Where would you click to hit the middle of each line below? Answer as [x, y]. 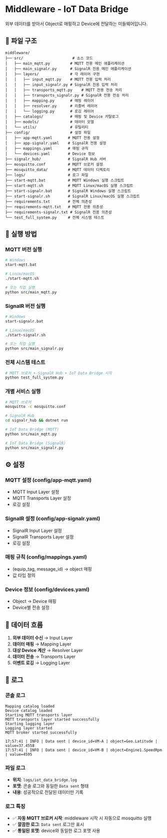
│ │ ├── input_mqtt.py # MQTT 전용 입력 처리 [58, 79]
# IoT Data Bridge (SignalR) [35, 443]
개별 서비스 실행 [23, 391]
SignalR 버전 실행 [25, 306]
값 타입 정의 [24, 575]
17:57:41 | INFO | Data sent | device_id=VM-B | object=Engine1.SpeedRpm [84, 750]
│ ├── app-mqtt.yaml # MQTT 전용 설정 [52, 138]
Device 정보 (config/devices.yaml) [47, 589]
